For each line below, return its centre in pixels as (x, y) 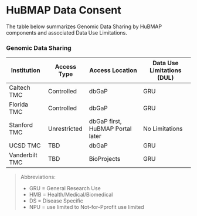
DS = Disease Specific (56, 201)
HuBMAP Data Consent (64, 10)
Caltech (20, 87)
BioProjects (105, 159)
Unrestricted (65, 129)
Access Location (113, 70)
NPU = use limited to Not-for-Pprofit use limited (87, 207)
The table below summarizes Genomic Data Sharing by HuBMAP (84, 26)
